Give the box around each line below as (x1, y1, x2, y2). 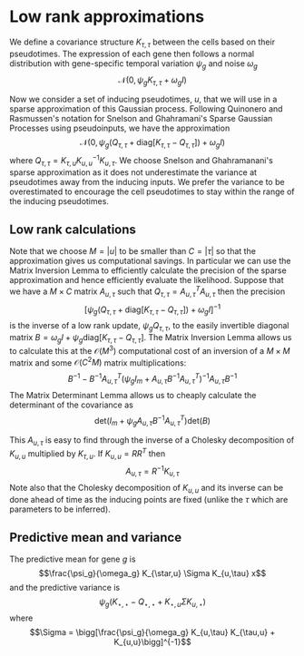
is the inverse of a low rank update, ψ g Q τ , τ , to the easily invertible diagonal (9, 320, 289, 333)
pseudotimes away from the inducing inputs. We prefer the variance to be (9, 176, 285, 187)
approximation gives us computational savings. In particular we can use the (9, 256, 291, 267)
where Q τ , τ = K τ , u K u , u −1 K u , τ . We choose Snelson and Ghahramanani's (9, 153, 274, 168)
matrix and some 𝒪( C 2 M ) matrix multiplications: (9, 356, 187, 368)
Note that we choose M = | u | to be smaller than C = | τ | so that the (9, 246, 257, 257)
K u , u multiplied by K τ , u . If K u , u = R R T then (9, 446, 166, 461)
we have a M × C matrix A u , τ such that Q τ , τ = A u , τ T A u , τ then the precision (9, 284, 286, 299)
